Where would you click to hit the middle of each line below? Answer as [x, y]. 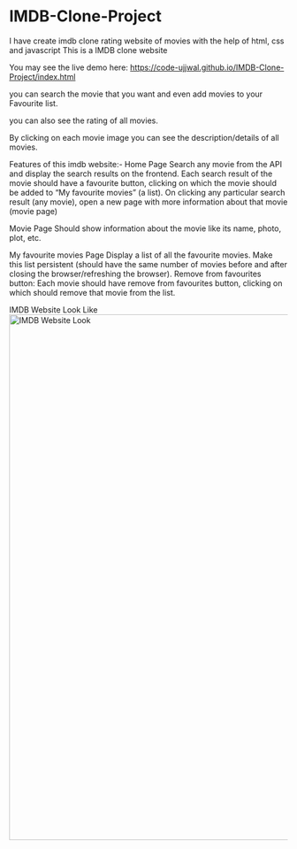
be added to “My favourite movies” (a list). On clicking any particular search [147, 192]
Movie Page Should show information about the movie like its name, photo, [145, 228]
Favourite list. [34, 103]
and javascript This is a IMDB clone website [88, 50]
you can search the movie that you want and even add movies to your [136, 94]
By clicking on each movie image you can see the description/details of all [145, 137]
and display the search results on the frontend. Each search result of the [141, 174]
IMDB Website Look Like [53, 309]
